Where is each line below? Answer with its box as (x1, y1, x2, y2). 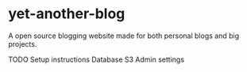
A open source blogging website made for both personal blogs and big (8, 31, 240, 40)
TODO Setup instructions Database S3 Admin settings (8, 55, 185, 64)
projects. (8, 39, 37, 48)
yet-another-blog (8, 5, 125, 23)
